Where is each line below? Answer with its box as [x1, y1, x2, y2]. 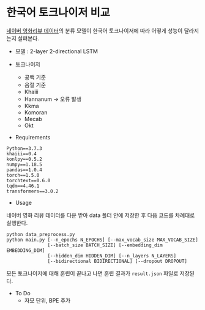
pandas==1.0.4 [6, 166, 43, 173]
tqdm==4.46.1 [6, 183, 40, 189]
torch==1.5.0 [6, 172, 40, 178]
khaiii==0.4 [6, 150, 37, 157]
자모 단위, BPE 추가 [24, 297, 71, 304]
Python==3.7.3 [6, 145, 43, 152]
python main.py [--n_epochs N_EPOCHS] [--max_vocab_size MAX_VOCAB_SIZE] [6, 237, 199, 243]
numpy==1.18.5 [6, 161, 43, 168]
